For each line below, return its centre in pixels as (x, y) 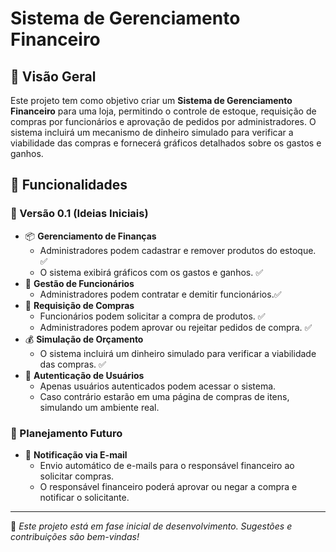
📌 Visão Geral (53, 76)
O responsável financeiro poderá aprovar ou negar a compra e (168, 486)
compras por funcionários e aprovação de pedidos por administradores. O (163, 121)
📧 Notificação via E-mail (76, 454)
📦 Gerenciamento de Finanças (90, 236)
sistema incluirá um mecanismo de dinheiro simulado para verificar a (152, 132)
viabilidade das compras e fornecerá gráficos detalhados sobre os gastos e (166, 143)
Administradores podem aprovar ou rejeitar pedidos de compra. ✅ (176, 327)
